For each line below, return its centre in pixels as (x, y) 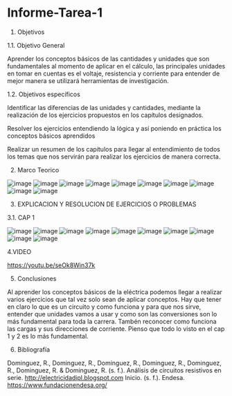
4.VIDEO (19, 251)
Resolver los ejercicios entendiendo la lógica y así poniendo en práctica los (114, 128)
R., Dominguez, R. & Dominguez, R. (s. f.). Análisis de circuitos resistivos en (114, 370)
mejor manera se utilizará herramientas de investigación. (88, 80)
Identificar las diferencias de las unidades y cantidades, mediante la (104, 107)
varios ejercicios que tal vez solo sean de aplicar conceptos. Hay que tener (114, 299)
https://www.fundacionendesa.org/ (57, 385)
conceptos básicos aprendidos (51, 136)
